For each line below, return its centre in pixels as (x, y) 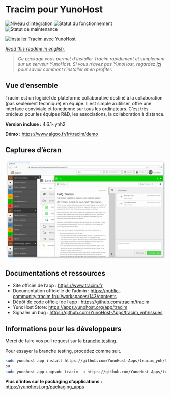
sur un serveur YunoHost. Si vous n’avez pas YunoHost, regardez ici (90, 64)
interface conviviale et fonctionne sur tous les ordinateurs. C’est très (77, 109)
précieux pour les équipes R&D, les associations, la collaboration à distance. (85, 114)
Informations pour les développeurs (63, 328)
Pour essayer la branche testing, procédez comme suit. (63, 351)
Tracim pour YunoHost (54, 9)
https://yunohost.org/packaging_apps (45, 387)
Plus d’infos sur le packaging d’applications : (54, 381)
